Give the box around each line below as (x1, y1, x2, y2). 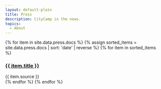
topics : (5, 21, 21, 26)
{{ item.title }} (5, 63, 40, 70)
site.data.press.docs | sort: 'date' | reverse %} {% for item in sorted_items (5, 45, 157, 51)
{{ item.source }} (5, 74, 40, 80)
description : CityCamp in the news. (5, 16, 81, 21)
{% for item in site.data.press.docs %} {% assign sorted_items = (5, 39, 137, 45)
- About (9, 26, 26, 31)
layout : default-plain (5, 7, 52, 12)
